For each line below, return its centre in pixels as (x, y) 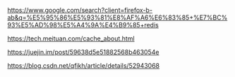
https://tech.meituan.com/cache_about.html (71, 38)
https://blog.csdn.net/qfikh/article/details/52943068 (84, 65)
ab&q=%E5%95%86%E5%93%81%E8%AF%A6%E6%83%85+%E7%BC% (117, 17)
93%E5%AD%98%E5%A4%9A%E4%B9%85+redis (83, 25)
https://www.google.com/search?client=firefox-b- (80, 10)
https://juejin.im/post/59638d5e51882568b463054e (83, 52)
